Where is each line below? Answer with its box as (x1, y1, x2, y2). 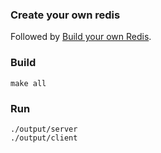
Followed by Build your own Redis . (10, 31, 152, 43)
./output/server (10, 124, 78, 134)
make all (10, 78, 47, 88)
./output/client (10, 133, 78, 143)
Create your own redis (10, 8, 121, 22)
